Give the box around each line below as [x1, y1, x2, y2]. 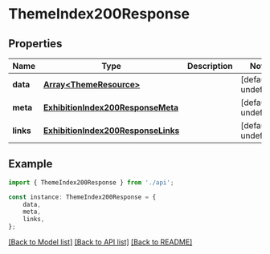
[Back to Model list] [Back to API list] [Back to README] [8, 237, 193, 247]
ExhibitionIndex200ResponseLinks [43, 125, 180, 136]
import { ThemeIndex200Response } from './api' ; [8, 178, 174, 187]
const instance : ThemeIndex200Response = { [8, 193, 157, 201]
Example [8, 157, 53, 171]
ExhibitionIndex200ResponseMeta [43, 102, 179, 113]
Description [187, 61, 233, 71]
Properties [8, 37, 63, 50]
